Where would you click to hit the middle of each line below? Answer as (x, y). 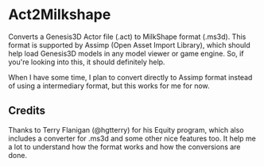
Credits (27, 111)
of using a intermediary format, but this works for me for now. (109, 86)
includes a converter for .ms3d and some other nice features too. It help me (132, 138)
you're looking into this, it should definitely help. (87, 62)
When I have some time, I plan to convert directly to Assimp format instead (130, 77)
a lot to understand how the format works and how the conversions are (124, 147)
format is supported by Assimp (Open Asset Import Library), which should (129, 44)
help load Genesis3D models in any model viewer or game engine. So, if (126, 53)
